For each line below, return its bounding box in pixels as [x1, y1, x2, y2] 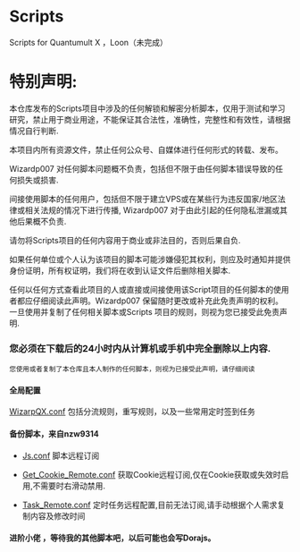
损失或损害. [16, 174, 60, 185]
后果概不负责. [16, 216, 67, 226]
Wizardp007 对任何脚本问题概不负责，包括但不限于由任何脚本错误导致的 [9, 163, 276, 174]
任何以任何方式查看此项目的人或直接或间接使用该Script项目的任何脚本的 [9, 284, 274, 294]
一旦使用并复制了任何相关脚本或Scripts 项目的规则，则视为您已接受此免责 [9, 306, 280, 317]
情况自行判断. [9, 125, 60, 136]
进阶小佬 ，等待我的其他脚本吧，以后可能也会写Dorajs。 [9, 532, 216, 543]
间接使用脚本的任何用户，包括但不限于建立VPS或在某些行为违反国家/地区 [9, 193, 279, 204]
